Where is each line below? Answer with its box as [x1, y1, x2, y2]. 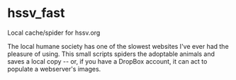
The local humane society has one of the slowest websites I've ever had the [7, 42, 229, 50]
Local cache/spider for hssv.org [7, 28, 101, 37]
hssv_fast [7, 5, 65, 21]
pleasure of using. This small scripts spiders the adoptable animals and [7, 50, 215, 58]
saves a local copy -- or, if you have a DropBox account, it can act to [7, 57, 208, 65]
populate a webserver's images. [7, 64, 101, 73]
